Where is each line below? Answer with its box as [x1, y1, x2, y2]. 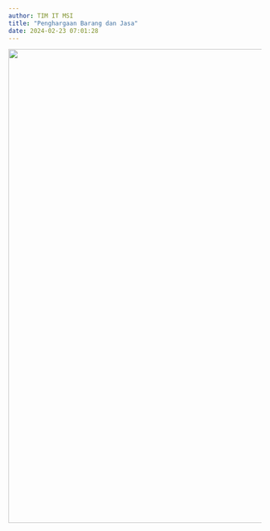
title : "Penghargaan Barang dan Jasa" [8, 19, 138, 27]
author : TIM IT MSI [8, 11, 74, 20]
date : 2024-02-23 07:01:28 [8, 27, 99, 35]
